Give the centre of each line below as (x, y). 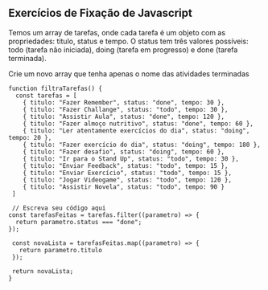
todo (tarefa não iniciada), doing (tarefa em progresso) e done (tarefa (123, 49)
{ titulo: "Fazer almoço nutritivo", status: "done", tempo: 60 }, (138, 124)
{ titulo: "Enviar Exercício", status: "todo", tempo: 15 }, (127, 173)
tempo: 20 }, (30, 137)
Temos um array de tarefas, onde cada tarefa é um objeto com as (117, 32)
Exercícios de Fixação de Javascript (101, 13)
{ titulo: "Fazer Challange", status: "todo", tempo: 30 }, (126, 109)
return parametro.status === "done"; (79, 222)
